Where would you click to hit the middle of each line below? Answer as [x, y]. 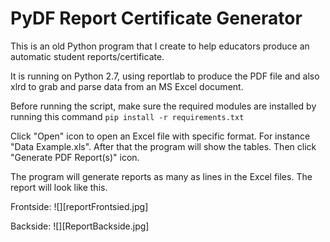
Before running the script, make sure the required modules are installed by [163, 106]
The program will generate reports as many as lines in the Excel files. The [161, 176]
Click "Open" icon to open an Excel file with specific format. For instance [160, 136]
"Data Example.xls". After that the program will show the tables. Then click [163, 146]
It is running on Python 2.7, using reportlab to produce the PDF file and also [165, 76]
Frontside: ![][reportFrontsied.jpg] [79, 206]
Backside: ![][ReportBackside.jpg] [80, 226]
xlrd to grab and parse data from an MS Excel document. [127, 86]
